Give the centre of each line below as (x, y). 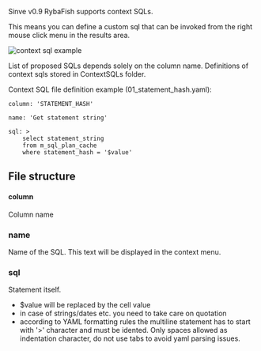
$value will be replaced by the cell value (85, 305)
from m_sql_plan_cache (60, 145)
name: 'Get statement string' (58, 118)
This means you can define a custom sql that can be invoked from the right (130, 26)
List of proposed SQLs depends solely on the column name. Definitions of (129, 66)
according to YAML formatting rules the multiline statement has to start (135, 322)
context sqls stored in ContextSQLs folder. (77, 74)
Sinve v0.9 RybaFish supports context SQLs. (81, 11)
